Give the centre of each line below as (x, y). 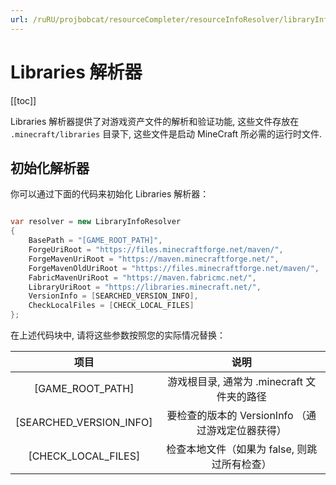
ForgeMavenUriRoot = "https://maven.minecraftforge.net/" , (154, 259)
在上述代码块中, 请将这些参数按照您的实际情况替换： (118, 335)
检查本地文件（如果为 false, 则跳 (242, 449)
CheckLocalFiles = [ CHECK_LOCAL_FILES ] (111, 306)
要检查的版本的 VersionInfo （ (236, 415)
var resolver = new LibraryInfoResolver (96, 222)
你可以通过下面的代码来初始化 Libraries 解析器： (110, 194)
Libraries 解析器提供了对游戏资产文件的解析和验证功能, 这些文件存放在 (155, 121)
